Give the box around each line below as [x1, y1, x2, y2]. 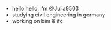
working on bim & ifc [11, 18, 63, 24]
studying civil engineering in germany [11, 11, 106, 18]
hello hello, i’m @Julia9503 [11, 5, 79, 12]
